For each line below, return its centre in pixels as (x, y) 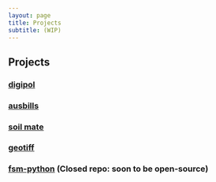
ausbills (24, 106)
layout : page (30, 15)
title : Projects (35, 23)
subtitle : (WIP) (35, 30)
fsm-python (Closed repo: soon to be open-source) (108, 169)
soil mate (26, 127)
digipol (22, 84)
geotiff (21, 148)
